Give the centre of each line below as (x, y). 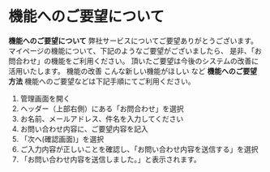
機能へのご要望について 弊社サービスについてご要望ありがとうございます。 (133, 41)
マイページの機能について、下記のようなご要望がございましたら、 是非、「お (135, 50)
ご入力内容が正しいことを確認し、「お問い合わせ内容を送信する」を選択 (139, 149)
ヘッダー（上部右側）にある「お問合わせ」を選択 (102, 108)
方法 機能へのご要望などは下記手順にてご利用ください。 (102, 81)
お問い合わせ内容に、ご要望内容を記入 (84, 129)
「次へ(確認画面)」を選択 (62, 139)
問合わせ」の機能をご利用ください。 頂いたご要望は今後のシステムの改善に (134, 61)
